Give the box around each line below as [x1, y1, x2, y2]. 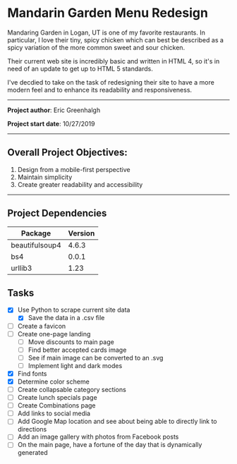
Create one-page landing [17, 329, 91, 338]
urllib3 [11, 263, 32, 273]
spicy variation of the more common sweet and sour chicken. [7, 43, 186, 51]
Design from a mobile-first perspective [17, 165, 130, 173]
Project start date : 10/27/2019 [7, 119, 95, 128]
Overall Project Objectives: [7, 147, 128, 159]
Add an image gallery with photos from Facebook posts [17, 432, 179, 441]
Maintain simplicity [17, 173, 73, 181]
